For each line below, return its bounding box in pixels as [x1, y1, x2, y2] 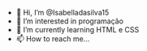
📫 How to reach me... [15, 34, 90, 44]
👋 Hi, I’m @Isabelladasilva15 [15, 8, 110, 17]
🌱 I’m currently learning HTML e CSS [15, 25, 140, 34]
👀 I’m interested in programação [15, 16, 124, 26]
